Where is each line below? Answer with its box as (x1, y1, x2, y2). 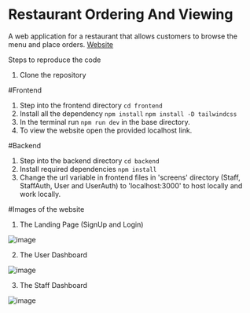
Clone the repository (19, 70, 86, 79)
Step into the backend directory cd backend (19, 155, 160, 166)
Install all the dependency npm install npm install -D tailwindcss (19, 108, 237, 118)
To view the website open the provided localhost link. (19, 126, 193, 135)
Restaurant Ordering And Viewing (8, 5, 233, 24)
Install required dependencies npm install (19, 164, 157, 173)
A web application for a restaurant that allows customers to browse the (8, 31, 238, 41)
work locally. (19, 189, 61, 198)
